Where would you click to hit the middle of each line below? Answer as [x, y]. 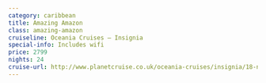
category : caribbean [42, 15]
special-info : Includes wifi [56, 45]
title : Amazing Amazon [46, 23]
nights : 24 [26, 60]
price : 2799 [28, 52]
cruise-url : [28, 67]
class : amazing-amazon [46, 30]
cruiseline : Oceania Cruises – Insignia [76, 38]
